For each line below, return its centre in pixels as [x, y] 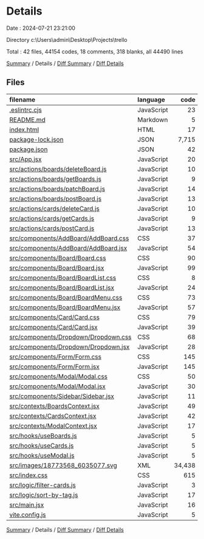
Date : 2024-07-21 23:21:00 [41, 28]
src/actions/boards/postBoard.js [56, 199]
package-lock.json [36, 139]
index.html [24, 129]
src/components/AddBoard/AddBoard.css [69, 238]
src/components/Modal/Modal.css [59, 376]
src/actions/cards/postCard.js [52, 228]
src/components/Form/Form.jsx [55, 366]
